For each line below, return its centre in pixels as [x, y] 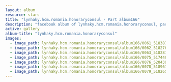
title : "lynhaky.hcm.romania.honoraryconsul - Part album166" [73, 19]
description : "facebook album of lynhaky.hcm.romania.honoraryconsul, [82, 24]
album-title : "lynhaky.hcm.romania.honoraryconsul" [61, 34]
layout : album [20, 10]
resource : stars [22, 15]
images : [13, 39]
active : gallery [22, 29]
